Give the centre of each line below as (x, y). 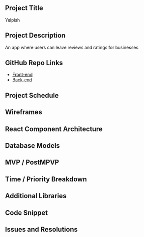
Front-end (22, 75)
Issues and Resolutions (41, 229)
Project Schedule (32, 95)
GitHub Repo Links (34, 63)
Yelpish (13, 20)
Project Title (24, 8)
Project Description (35, 36)
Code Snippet (27, 213)
